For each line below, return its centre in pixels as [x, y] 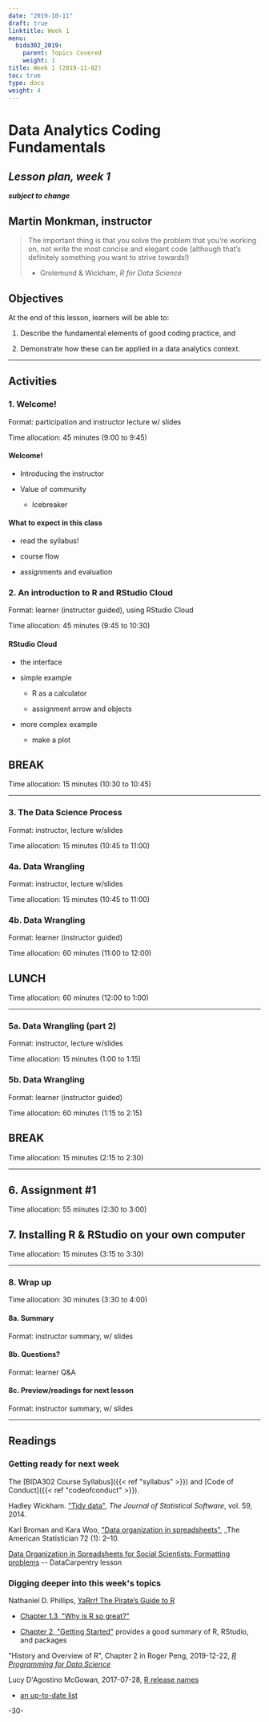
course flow [40, 556]
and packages [43, 1640]
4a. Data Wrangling [47, 866]
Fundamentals [57, 147]
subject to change [39, 196]
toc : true [25, 75]
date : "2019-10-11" [41, 16]
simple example [46, 677]
